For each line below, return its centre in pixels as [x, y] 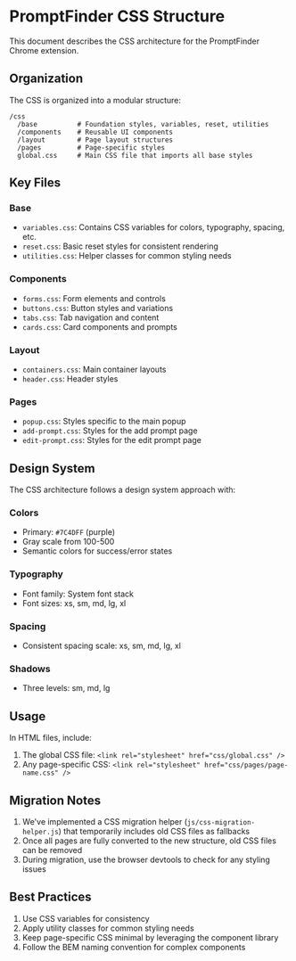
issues [34, 869]
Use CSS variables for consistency [86, 918]
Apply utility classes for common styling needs [108, 928]
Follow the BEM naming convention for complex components [134, 947]
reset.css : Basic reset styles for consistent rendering [120, 246]
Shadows [30, 669]
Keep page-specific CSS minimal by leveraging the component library [150, 937]
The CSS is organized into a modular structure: [95, 100]
